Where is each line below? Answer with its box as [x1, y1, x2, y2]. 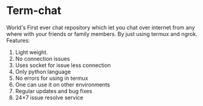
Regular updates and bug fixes [15, 87, 93, 94]
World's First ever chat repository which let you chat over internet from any [6, 24, 195, 31]
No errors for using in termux [15, 74, 88, 82]
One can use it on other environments [15, 80, 110, 88]
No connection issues [15, 55, 70, 62]
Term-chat [6, 4, 62, 18]
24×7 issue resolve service [15, 94, 84, 101]
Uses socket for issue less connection [15, 62, 111, 69]
